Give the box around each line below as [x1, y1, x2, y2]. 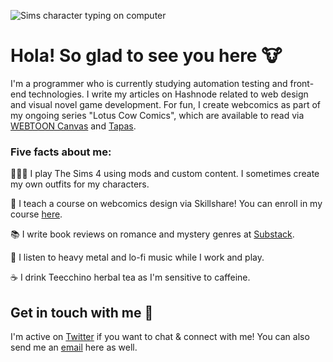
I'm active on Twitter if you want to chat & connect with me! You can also [10, 331, 310, 343]
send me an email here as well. [10, 341, 138, 354]
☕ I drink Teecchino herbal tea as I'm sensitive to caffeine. [10, 271, 251, 284]
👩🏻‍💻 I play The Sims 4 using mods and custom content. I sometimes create [10, 168, 320, 180]
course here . [10, 208, 63, 220]
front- [289, 77, 315, 89]
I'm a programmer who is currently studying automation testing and [10, 77, 288, 89]
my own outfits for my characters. [10, 178, 150, 190]
